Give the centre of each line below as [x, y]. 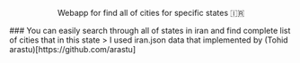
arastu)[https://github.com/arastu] [73, 49]
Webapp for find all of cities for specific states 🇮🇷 [151, 13]
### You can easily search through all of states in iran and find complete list [150, 31]
